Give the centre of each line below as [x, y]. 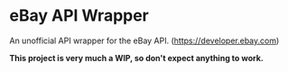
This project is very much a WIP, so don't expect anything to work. [136, 58]
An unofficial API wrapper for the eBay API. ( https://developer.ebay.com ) [144, 40]
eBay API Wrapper [79, 16]
